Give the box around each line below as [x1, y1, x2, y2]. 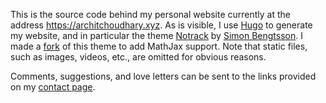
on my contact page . [10, 81, 96, 93]
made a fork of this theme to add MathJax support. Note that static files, [10, 40, 308, 52]
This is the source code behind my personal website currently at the [10, 9, 292, 20]
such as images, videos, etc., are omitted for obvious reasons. [10, 51, 267, 63]
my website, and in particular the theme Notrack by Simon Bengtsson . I [10, 30, 303, 41]
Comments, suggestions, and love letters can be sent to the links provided [10, 70, 317, 82]
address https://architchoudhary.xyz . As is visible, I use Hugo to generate [10, 19, 313, 31]
